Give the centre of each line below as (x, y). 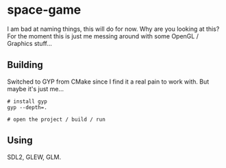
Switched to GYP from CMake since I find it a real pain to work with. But (108, 82)
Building (25, 65)
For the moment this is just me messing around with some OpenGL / (103, 36)
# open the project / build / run (56, 119)
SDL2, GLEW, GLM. (34, 157)
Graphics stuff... (30, 43)
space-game (44, 10)
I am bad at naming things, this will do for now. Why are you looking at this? (113, 29)
